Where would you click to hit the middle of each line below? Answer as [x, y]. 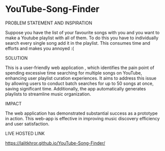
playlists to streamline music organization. [48, 94]
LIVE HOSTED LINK [25, 133]
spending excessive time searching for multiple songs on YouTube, [74, 73]
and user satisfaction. [27, 124]
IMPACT [13, 103]
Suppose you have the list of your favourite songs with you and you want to [82, 32]
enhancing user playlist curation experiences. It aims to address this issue [81, 78]
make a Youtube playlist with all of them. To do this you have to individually [82, 38]
